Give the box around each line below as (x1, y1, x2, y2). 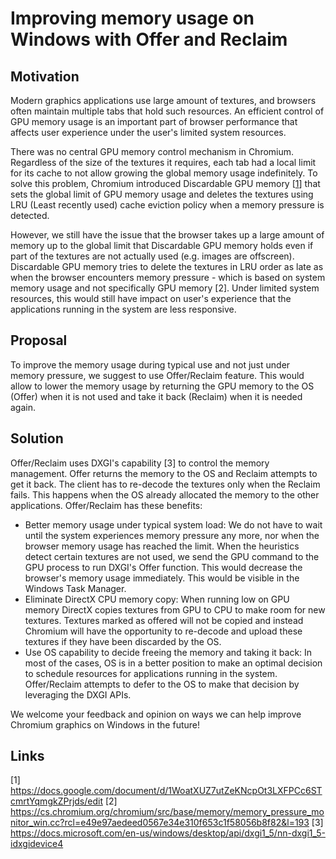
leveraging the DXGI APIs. (24, 688, 132, 701)
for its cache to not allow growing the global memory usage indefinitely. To (10, 167, 318, 179)
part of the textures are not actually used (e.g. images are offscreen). (10, 250, 295, 262)
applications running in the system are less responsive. (10, 303, 237, 315)
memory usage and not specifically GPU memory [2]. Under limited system (10, 282, 320, 294)
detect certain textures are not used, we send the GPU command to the (24, 550, 320, 562)
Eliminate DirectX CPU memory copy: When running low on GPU (24, 593, 290, 605)
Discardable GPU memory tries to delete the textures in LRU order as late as (10, 261, 324, 272)
